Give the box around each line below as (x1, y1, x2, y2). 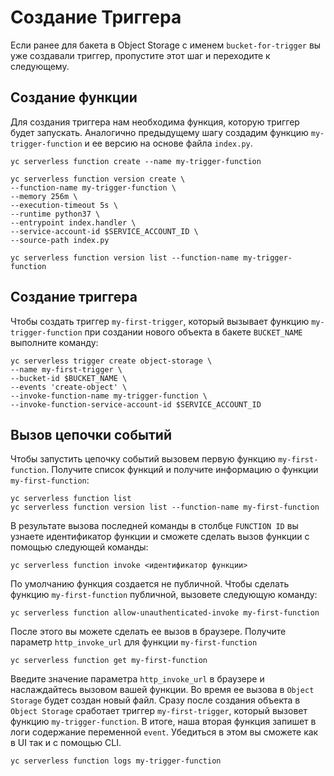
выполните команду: (10, 336, 99, 348)
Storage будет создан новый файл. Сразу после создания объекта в (10, 694, 301, 706)
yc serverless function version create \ (10, 174, 186, 184)
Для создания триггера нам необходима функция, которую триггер (10, 116, 300, 128)
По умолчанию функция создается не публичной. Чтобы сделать (10, 578, 290, 590)
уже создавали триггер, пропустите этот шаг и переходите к (10, 49, 271, 61)
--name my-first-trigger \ (10, 364, 123, 375)
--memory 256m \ (10, 191, 78, 201)
